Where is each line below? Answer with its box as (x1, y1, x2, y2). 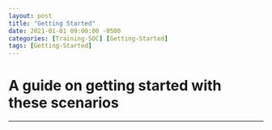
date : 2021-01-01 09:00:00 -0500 (8, 27, 121, 35)
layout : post (8, 11, 53, 20)
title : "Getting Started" (8, 19, 96, 27)
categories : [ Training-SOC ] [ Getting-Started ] (8, 34, 168, 43)
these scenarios (8, 94, 119, 112)
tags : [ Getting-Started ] (8, 42, 92, 50)
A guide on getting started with (8, 77, 222, 95)
